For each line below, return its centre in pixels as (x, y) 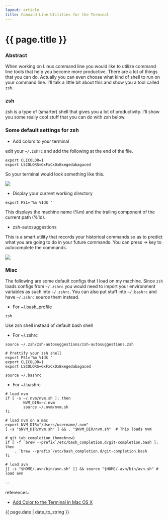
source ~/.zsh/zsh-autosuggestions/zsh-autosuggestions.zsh (70, 344)
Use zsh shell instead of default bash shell (49, 325)
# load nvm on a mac (27, 420)
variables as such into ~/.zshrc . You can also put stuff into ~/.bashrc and (81, 292)
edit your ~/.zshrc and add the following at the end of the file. (69, 151)
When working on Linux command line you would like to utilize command (81, 66)
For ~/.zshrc (25, 335)
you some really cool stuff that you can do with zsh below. (65, 117)
